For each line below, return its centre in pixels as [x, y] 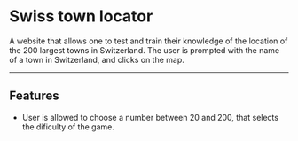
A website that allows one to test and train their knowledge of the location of [149, 41]
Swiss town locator [81, 16]
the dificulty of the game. [68, 127]
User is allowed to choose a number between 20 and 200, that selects [150, 117]
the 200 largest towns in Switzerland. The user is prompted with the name [145, 50]
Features [34, 96]
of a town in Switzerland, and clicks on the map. [97, 59]
